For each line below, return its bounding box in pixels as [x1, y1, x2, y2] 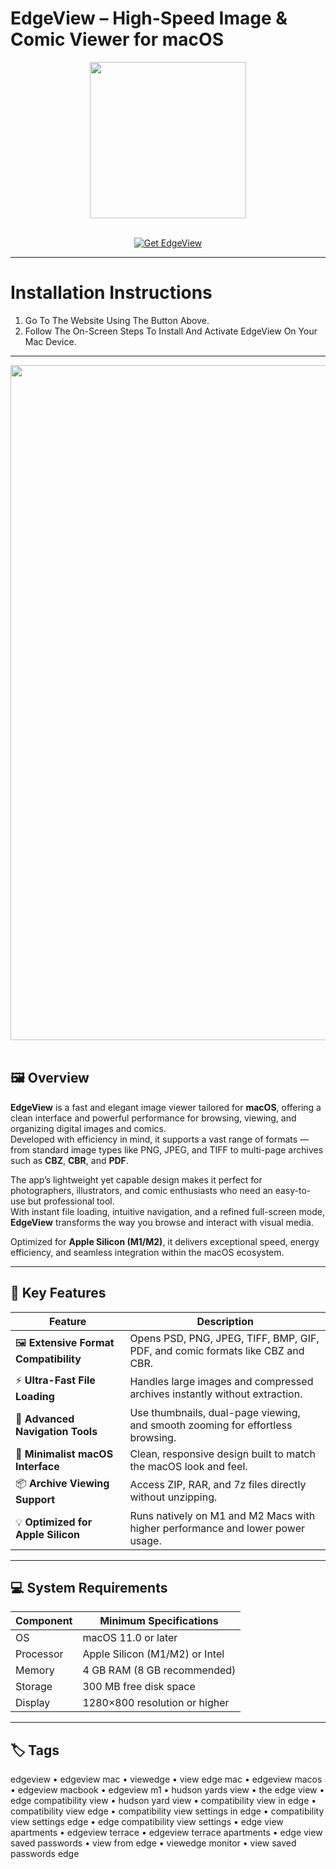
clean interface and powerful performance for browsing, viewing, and [10, 1112, 297, 1124]
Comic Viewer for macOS [10, 28, 224, 51]
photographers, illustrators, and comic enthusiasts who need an [10, 1184, 273, 1196]
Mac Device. [24, 335, 77, 347]
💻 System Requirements [10, 1579, 168, 1596]
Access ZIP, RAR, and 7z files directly [129, 1478, 307, 1491]
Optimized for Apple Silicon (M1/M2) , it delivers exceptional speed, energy [10, 1235, 320, 1247]
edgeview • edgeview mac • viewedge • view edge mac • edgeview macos [10, 1773, 323, 1786]
